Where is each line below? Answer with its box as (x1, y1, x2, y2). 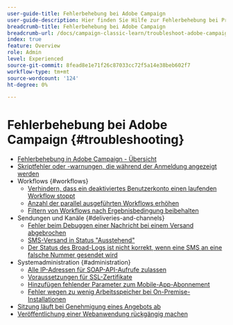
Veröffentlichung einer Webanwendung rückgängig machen (17, 310, 189, 318)
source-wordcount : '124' (7, 74, 79, 82)
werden (17, 169, 40, 178)
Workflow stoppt (27, 192, 76, 200)
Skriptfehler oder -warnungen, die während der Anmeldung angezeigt (17, 162, 217, 171)
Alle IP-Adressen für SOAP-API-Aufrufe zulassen (27, 265, 166, 274)
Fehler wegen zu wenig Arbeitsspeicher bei (27, 287, 152, 296)
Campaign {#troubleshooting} (7, 132, 185, 148)
